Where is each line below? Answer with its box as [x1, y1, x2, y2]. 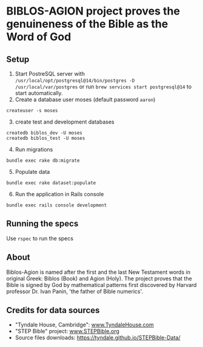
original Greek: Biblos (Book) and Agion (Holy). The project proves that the [6, 274, 192, 282]
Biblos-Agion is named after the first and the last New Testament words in [6, 268, 191, 276]
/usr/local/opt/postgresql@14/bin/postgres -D [15, 78, 135, 84]
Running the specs [6, 219, 79, 229]
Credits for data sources [6, 305, 100, 316]
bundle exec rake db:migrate [6, 157, 80, 164]
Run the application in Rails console [15, 191, 104, 197]
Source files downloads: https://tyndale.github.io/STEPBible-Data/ [15, 334, 181, 342]
